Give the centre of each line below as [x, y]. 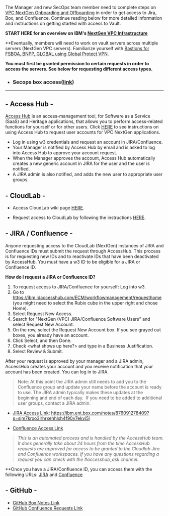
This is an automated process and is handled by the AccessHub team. [91, 438]
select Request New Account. [43, 324]
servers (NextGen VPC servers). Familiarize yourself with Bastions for [77, 48]
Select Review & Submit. [38, 351]
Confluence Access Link [38, 428]
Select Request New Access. [43, 314]
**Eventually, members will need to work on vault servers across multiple [82, 43]
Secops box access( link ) [43, 82]
